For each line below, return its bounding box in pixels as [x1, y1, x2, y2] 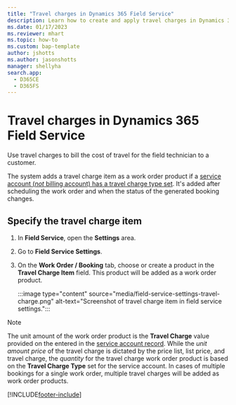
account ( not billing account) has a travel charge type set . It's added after [7, 180, 221, 188]
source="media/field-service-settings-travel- [88, 289, 220, 298]
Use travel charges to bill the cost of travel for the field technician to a [7, 151, 209, 159]
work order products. [7, 377, 69, 385]
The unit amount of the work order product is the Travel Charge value [7, 332, 209, 340]
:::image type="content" [17, 289, 88, 298]
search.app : [7, 69, 42, 76]
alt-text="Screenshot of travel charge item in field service [55, 297, 223, 305]
